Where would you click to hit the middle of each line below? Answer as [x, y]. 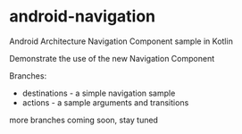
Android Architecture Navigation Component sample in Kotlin [121, 41]
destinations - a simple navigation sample [99, 93]
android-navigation [83, 17]
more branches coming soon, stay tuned [84, 120]
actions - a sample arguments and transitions [105, 102]
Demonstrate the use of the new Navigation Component [112, 58]
